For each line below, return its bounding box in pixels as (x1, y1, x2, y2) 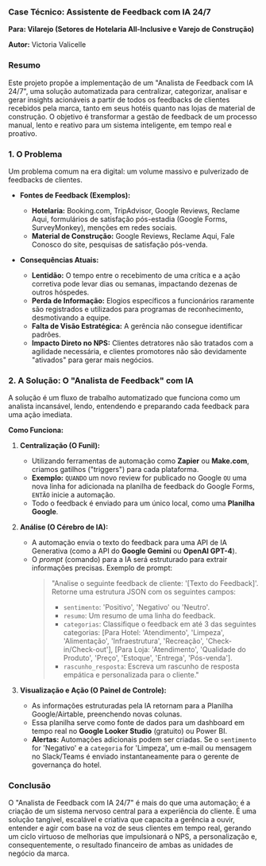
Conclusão (8, 780, 52, 791)
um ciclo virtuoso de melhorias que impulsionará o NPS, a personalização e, (8, 832, 258, 841)
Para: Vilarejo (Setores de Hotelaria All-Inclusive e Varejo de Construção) (8, 25, 255, 34)
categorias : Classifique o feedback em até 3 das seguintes (63, 619, 256, 629)
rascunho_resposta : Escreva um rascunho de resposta (63, 661, 240, 671)
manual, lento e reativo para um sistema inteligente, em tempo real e (8, 120, 233, 130)
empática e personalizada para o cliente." (63, 670, 200, 680)
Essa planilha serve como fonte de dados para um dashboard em (31, 718, 245, 728)
